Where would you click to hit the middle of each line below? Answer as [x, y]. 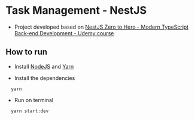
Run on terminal [34, 100]
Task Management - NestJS [76, 10]
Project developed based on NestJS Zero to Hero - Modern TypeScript [101, 27]
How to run [27, 52]
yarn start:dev [30, 111]
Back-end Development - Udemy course [64, 33]
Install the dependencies [45, 78]
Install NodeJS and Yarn [44, 66]
